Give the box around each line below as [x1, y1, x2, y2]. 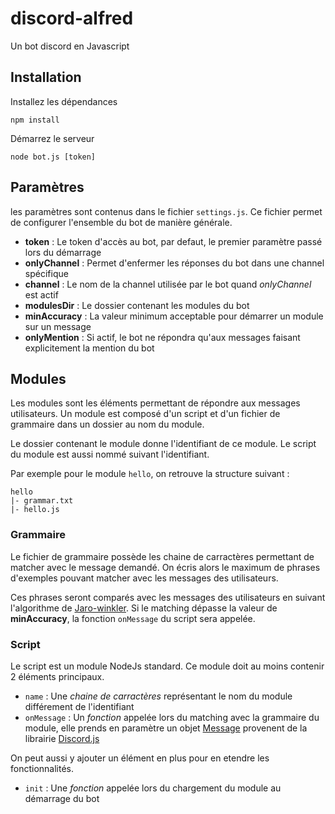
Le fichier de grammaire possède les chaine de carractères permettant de [10, 550, 315, 562]
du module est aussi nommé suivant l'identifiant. [10, 448, 210, 461]
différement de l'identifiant [24, 700, 135, 712]
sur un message [24, 320, 92, 332]
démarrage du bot [24, 792, 100, 804]
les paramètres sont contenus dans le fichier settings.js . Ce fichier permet [10, 205, 323, 217]
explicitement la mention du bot [24, 342, 155, 354]
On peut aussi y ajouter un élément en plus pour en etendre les [10, 752, 270, 764]
